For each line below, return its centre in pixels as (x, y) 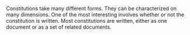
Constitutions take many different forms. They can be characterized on (91, 8)
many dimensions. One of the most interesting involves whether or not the (95, 15)
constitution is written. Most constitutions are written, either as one (87, 21)
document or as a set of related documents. (59, 27)
